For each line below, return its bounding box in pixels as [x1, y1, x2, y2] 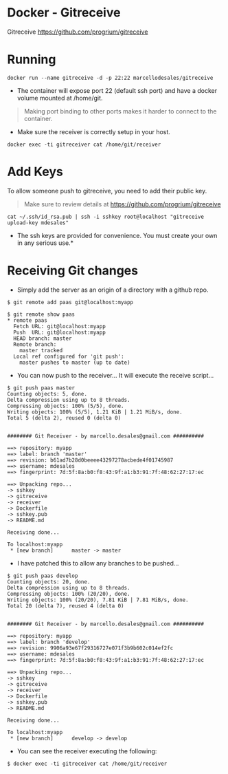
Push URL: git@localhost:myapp [13, 329, 106, 336]
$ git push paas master [7, 384, 76, 391]
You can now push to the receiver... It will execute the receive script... [16, 371, 214, 379]
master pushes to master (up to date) [19, 359, 130, 366]
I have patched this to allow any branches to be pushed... [16, 559, 179, 567]
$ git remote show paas [7, 311, 76, 318]
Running [7, 52, 56, 67]
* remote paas [7, 316, 48, 324]
